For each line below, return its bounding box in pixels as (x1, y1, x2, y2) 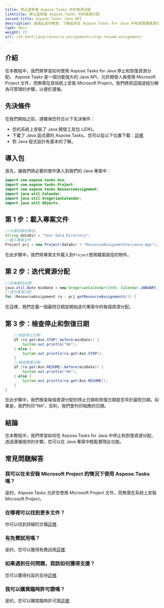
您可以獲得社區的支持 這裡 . (5, 572, 58, 578)
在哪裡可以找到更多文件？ (5, 509, 65, 516)
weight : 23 (5, 30, 27, 35)
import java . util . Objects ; (5, 200, 60, 206)
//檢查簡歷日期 (14, 360, 41, 365)
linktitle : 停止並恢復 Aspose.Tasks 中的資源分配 (5, 12, 100, 17)
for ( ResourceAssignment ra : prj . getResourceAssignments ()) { (5, 294, 137, 299)
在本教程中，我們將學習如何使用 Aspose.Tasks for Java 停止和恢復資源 (5, 68, 147, 73)
